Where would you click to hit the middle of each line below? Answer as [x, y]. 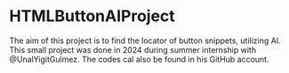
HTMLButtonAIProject [92, 16]
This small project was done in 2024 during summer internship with [132, 49]
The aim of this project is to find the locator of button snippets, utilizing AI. [145, 40]
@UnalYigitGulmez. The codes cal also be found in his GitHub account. [139, 59]
